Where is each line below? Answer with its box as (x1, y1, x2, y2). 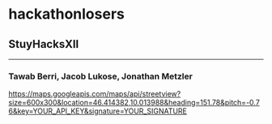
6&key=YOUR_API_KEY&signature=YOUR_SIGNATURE (8, 106, 188, 116)
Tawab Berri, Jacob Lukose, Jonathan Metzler (8, 71, 193, 82)
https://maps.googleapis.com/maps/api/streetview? (8, 89, 181, 99)
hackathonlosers (8, 5, 125, 24)
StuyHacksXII (8, 37, 79, 51)
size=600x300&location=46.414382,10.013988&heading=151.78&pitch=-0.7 (8, 98, 261, 108)
